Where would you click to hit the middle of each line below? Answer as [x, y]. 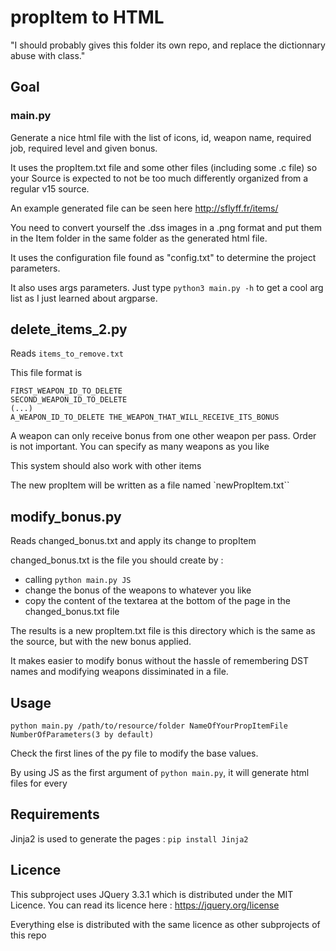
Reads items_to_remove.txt [67, 353]
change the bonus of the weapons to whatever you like [138, 590]
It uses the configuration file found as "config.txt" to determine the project [163, 257]
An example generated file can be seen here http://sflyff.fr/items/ [144, 208]
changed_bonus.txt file [72, 612]
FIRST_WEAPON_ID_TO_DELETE [66, 391]
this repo [28, 935]
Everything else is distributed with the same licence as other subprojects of [165, 924]
